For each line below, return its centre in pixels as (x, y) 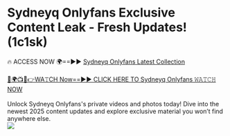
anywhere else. (29, 118)
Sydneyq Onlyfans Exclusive (91, 13)
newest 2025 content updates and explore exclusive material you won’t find (115, 111)
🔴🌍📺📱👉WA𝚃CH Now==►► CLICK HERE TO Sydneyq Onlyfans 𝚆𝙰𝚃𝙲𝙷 (112, 79)
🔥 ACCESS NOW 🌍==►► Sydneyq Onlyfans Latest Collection (96, 61)
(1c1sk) (27, 42)
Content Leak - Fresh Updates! (97, 27)
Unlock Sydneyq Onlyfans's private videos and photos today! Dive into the (113, 104)
